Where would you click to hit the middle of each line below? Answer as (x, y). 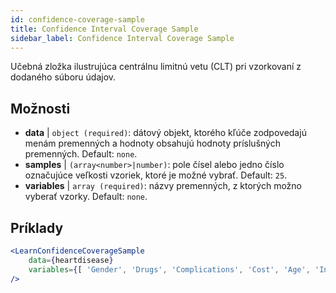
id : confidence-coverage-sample (77, 19)
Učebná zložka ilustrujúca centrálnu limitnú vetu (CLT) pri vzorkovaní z (156, 67)
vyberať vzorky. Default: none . (86, 197)
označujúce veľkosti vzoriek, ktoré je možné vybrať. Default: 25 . (156, 175)
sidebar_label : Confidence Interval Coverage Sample (122, 38)
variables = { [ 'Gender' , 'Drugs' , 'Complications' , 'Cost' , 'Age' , (169, 269)
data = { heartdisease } (71, 260)
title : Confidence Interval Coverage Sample (104, 29)
